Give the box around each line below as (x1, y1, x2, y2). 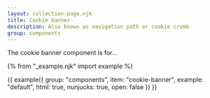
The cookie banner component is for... (7, 49, 118, 57)
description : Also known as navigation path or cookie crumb (7, 23, 190, 30)
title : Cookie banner (7, 17, 71, 24)
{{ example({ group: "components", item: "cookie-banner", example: (7, 76, 204, 84)
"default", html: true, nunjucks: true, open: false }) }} (7, 83, 157, 91)
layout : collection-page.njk (7, 10, 92, 17)
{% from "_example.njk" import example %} (7, 62, 133, 70)
